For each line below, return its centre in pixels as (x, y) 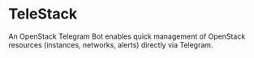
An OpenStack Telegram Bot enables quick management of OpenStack (127, 36)
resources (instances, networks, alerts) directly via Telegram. (111, 44)
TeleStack (43, 14)
